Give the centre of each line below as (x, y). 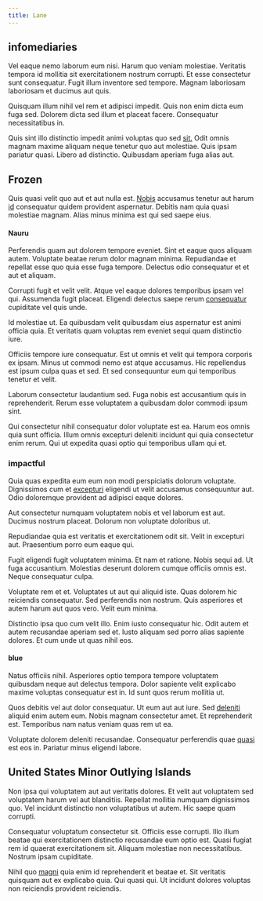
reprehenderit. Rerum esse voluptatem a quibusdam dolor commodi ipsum (128, 403)
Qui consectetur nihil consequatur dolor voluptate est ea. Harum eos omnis (129, 427)
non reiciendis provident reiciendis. (65, 888)
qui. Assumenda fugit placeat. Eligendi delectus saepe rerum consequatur (128, 299)
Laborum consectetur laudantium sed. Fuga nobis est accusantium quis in (127, 395)
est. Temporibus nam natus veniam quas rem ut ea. (91, 724)
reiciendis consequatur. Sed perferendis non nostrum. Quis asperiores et (125, 600)
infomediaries (43, 47)
